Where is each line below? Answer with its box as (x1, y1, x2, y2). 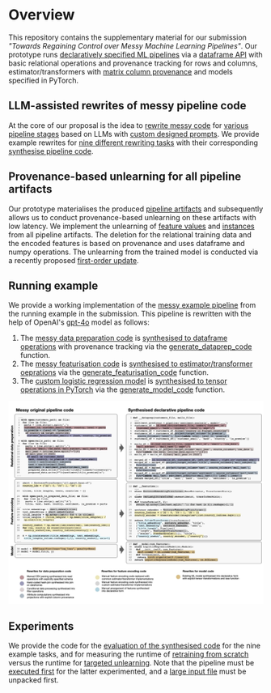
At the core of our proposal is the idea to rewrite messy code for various (8, 120, 249, 130)
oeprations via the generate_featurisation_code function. (19, 368, 209, 377)
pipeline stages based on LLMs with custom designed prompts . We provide (8, 129, 260, 138)
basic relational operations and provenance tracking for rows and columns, (8, 58, 259, 68)
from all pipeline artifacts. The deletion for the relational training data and (8, 229, 252, 240)
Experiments (8, 619, 74, 633)
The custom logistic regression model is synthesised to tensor (19, 376, 228, 386)
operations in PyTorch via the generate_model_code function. (19, 385, 225, 394)
